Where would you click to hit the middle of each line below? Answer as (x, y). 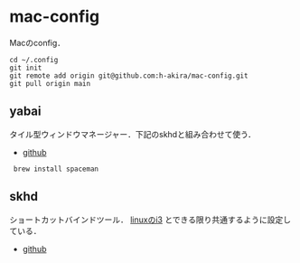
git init (26, 68)
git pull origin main (50, 83)
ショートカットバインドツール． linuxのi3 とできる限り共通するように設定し (150, 220)
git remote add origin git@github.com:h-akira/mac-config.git (129, 75)
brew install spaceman (56, 169)
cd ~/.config (34, 60)
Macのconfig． (37, 42)
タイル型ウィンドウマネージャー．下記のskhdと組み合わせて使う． (132, 134)
